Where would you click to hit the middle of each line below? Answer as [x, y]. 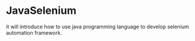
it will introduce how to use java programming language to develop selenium [98, 27]
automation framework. [34, 32]
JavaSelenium [41, 11]
